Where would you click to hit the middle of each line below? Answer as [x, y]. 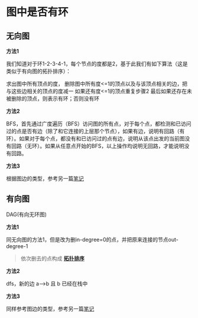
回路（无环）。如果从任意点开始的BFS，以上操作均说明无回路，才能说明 [98, 146]
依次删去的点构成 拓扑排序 [52, 258]
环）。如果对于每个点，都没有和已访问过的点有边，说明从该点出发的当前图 [95, 139]
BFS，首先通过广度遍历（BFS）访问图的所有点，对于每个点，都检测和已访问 [99, 124]
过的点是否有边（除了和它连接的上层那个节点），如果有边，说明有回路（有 [95, 131]
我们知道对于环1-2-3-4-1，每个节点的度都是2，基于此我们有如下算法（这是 [97, 64]
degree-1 [17, 246]
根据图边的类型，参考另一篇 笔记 [45, 179]
